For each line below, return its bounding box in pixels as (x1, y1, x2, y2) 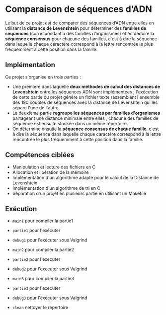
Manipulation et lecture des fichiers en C (12, 164, 96, 170)
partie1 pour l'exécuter (12, 228, 61, 234)
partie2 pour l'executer (12, 256, 61, 262)
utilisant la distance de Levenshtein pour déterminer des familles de (5, 25, 147, 31)
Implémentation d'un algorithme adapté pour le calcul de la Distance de (12, 174, 159, 180)
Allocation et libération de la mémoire (12, 169, 89, 175)
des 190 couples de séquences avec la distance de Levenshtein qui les (12, 99, 158, 105)
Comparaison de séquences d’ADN (5, 3, 153, 15)
